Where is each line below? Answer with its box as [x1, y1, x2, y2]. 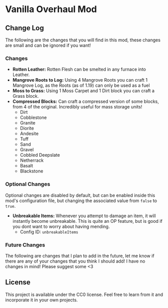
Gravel [20, 147, 34, 153]
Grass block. [12, 93, 39, 99]
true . [5, 203, 16, 209]
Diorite [20, 125, 34, 132]
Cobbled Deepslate [20, 152, 60, 158]
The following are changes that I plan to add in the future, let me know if [5, 253, 154, 259]
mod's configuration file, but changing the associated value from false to [5, 198, 157, 204]
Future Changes [5, 241, 45, 248]
